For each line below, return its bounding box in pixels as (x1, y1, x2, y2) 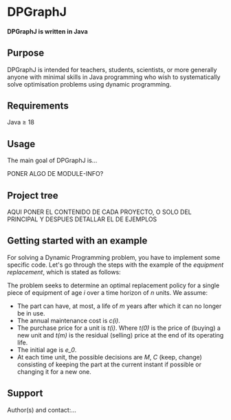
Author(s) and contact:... (7, 406, 77, 414)
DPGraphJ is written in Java (7, 27, 88, 35)
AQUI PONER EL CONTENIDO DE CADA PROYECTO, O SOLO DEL (7, 208, 192, 217)
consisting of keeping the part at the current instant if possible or (16, 360, 201, 368)
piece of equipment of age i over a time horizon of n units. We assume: (7, 288, 208, 296)
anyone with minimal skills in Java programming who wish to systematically (7, 73, 221, 81)
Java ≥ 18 (7, 118, 34, 126)
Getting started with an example (7, 235, 148, 247)
